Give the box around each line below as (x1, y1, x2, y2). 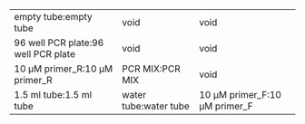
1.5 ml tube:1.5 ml (14, 89, 93, 100)
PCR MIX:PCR (122, 62, 182, 75)
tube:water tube (122, 100, 191, 112)
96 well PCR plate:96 (14, 36, 104, 49)
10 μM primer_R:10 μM (14, 62, 113, 75)
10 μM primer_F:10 (199, 89, 281, 100)
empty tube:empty (14, 11, 93, 23)
